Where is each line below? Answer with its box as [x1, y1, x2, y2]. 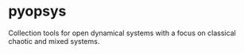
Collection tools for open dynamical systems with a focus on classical [8, 28, 236, 38]
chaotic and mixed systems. [8, 36, 100, 45]
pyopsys [8, 2, 67, 20]
